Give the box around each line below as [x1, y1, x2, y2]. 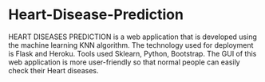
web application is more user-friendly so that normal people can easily [8, 57, 241, 67]
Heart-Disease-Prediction [8, 6, 184, 24]
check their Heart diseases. [8, 65, 99, 75]
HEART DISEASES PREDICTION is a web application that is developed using [8, 32, 258, 41]
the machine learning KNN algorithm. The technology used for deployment [8, 40, 254, 49]
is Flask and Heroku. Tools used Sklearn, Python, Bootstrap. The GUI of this [8, 49, 257, 58]
